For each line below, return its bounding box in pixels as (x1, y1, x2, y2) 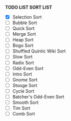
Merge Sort (12, 31, 36, 37)
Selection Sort (12, 14, 42, 20)
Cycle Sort (12, 88, 34, 94)
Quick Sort (12, 25, 35, 32)
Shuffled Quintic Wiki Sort (12, 48, 66, 54)
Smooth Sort (12, 99, 39, 105)
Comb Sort (12, 111, 35, 117)
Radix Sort (12, 59, 34, 66)
